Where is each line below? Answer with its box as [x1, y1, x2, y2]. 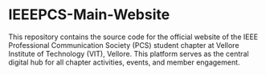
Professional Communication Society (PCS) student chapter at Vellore [8, 40, 239, 49]
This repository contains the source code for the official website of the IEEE [8, 32, 259, 41]
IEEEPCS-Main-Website [8, 6, 170, 24]
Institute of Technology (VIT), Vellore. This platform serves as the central [8, 49, 249, 58]
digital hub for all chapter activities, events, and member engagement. [8, 57, 240, 67]
